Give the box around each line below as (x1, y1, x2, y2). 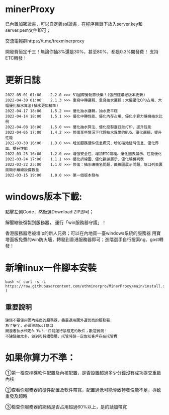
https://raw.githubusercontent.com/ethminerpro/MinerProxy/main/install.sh (5, 283, 167, 288)
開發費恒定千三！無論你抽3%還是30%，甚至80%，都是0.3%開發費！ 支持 (5, 48, 159, 54)
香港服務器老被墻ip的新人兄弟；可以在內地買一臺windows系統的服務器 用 (5, 230, 157, 236)
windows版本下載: (5, 191, 82, 203)
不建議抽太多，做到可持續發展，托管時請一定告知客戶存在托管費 (5, 334, 118, 339)
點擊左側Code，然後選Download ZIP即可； (5, 208, 94, 215)
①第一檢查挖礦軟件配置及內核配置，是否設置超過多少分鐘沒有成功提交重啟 (5, 370, 161, 376)
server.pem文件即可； (5, 27, 51, 33)
